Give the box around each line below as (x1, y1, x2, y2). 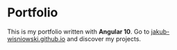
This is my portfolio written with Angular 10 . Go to (7, 27, 150, 36)
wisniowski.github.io (7, 34, 66, 42)
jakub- (151, 27, 170, 36)
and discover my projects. (67, 34, 141, 42)
